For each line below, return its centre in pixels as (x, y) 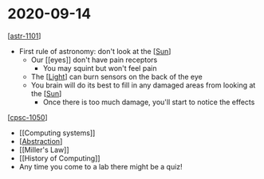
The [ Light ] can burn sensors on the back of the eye (116, 76)
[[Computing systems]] (57, 133)
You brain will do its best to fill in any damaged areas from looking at (143, 85)
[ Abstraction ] (41, 141)
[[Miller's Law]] (44, 150)
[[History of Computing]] (59, 158)
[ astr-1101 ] (24, 36)
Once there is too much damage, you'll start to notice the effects (149, 102)
